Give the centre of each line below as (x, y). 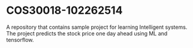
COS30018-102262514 (64, 10)
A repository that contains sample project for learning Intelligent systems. (97, 27)
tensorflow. (20, 40)
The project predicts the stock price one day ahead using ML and (87, 33)
